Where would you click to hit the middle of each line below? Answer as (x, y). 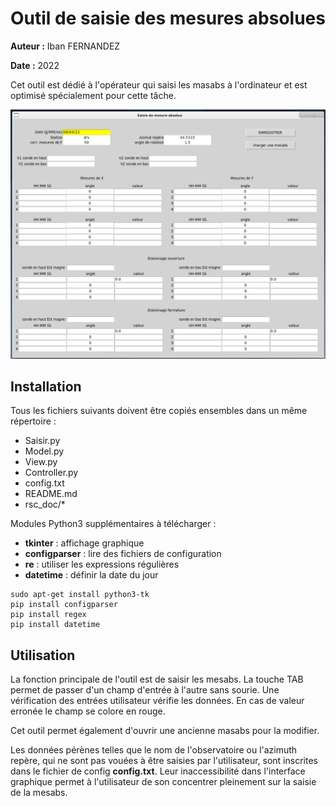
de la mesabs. (39, 793)
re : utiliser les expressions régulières (102, 564)
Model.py (44, 451)
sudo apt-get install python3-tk (80, 595)
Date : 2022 (35, 65)
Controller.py (51, 473)
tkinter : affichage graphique (84, 543)
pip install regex (48, 615)
